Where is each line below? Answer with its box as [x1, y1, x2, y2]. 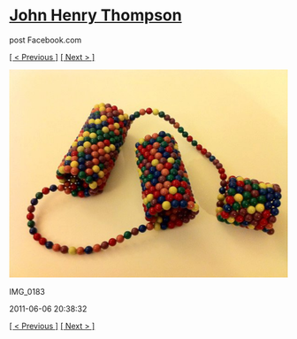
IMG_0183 [9, 287, 46, 297]
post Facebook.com [9, 35, 82, 45]
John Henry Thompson [9, 5, 183, 26]
